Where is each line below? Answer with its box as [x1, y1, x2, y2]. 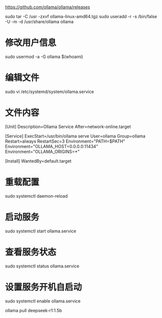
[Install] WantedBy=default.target [5, 158, 72, 164]
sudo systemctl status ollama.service [5, 263, 79, 269]
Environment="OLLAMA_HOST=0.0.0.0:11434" [5, 143, 98, 149]
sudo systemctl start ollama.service [5, 228, 76, 234]
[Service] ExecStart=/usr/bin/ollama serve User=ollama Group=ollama [5, 133, 146, 139]
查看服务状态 [5, 246, 57, 258]
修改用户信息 [5, 37, 57, 48]
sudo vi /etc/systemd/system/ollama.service [5, 89, 94, 94]
